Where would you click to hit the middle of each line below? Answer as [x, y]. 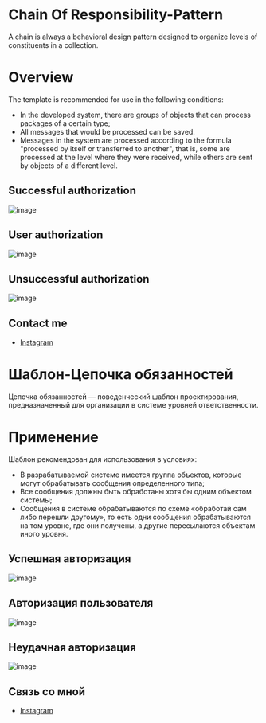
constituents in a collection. [53, 45]
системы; [36, 500]
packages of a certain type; [65, 123]
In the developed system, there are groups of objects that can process [135, 115]
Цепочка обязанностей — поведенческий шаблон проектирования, [123, 397]
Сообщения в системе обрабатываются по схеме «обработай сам [133, 508]
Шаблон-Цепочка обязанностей [121, 375]
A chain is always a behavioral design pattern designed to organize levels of [133, 37]
